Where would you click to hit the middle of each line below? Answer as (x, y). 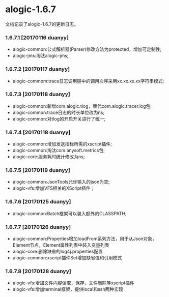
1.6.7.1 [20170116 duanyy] (37, 38)
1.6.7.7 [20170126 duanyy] (38, 227)
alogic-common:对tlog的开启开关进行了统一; (59, 118)
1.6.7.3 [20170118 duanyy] (38, 94)
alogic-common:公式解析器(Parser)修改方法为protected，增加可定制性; (87, 49)
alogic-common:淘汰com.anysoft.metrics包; (59, 151)
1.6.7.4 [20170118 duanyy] (38, 132)
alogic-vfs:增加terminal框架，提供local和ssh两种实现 (68, 289)
